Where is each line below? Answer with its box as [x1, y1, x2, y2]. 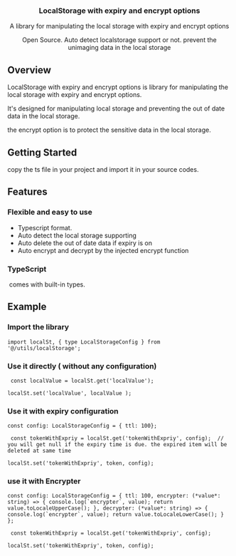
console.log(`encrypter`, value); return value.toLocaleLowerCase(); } [7, 511, 224, 518]
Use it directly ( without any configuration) [7, 361, 157, 371]
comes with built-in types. [9, 280, 85, 289]
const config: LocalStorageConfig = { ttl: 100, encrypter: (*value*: [7, 493, 221, 500]
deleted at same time [7, 448, 72, 455]
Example [7, 301, 47, 313]
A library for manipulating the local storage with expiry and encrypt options [9, 22, 230, 31]
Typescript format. [17, 223, 73, 232]
